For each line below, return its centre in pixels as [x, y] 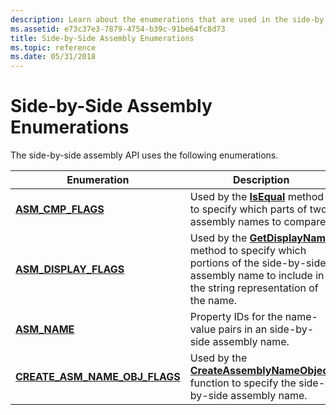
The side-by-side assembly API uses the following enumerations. [144, 155]
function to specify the [243, 383]
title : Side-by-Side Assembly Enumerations [102, 38]
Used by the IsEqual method [257, 197]
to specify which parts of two [258, 209]
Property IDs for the [236, 317]
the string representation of [254, 288]
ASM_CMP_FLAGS [60, 209]
